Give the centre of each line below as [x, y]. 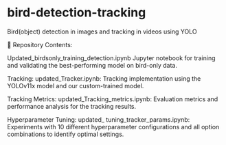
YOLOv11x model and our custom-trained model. [76, 85]
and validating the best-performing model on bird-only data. [92, 65]
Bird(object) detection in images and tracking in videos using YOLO [102, 31]
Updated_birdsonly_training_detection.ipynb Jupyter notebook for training [111, 58]
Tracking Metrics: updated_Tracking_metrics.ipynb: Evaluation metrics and [113, 99]
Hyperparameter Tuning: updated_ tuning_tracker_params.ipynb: [99, 119]
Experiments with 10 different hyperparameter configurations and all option [113, 127]
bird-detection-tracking [77, 13]
